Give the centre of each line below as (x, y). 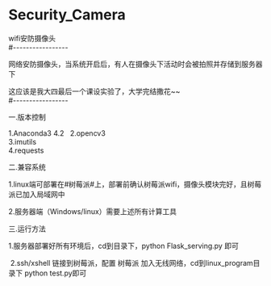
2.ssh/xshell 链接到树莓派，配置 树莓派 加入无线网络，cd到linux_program (132, 263)
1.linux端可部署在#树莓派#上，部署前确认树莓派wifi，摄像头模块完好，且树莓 (135, 184)
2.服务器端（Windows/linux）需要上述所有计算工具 (93, 211)
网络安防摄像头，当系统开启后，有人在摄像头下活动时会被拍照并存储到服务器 (135, 64)
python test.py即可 (55, 273)
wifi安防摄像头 (32, 38)
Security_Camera (67, 15)
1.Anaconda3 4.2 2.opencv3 (57, 133)
